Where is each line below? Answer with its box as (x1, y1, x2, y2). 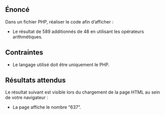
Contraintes (5, 48, 44, 57)
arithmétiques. (12, 33, 43, 39)
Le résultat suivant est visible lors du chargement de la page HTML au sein (5, 89, 160, 95)
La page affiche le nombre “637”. (12, 104, 81, 110)
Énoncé (5, 5, 30, 14)
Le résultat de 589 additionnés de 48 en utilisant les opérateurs (12, 28, 144, 34)
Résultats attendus (5, 76, 66, 84)
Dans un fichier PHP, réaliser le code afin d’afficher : (5, 18, 114, 24)
